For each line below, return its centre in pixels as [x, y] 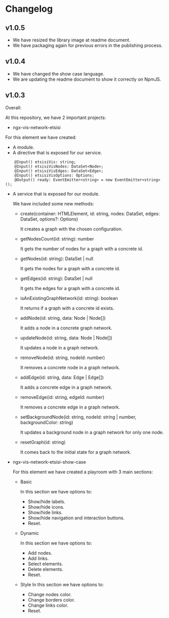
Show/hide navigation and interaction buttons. [76, 518]
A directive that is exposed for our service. [57, 152]
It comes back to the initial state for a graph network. [76, 452]
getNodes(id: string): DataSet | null [57, 258]
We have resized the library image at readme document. [72, 40]
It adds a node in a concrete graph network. [66, 328]
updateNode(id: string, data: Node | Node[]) [66, 338]
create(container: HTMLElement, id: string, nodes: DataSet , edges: [90, 213]
